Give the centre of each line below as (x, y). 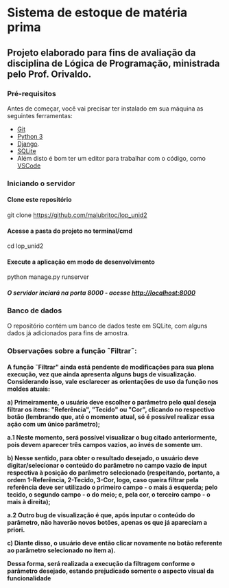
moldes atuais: (28, 389)
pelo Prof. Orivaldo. (49, 74)
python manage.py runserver (48, 277)
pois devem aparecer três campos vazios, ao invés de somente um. (105, 445)
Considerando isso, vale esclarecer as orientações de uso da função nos (113, 382)
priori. (16, 530)
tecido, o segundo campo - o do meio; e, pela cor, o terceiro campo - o (109, 495)
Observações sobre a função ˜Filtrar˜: (72, 350)
